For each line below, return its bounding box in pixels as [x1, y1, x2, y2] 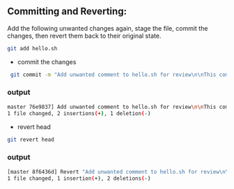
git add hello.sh [7, 45, 58, 52]
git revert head [7, 136, 54, 143]
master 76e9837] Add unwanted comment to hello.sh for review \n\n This [7, 103, 217, 110]
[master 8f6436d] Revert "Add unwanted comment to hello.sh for [7, 168, 198, 175]
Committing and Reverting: [7, 6, 127, 17]
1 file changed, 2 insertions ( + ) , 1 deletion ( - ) [7, 109, 151, 117]
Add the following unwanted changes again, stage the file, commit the [7, 24, 208, 32]
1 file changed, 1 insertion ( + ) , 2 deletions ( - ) [7, 174, 151, 182]
